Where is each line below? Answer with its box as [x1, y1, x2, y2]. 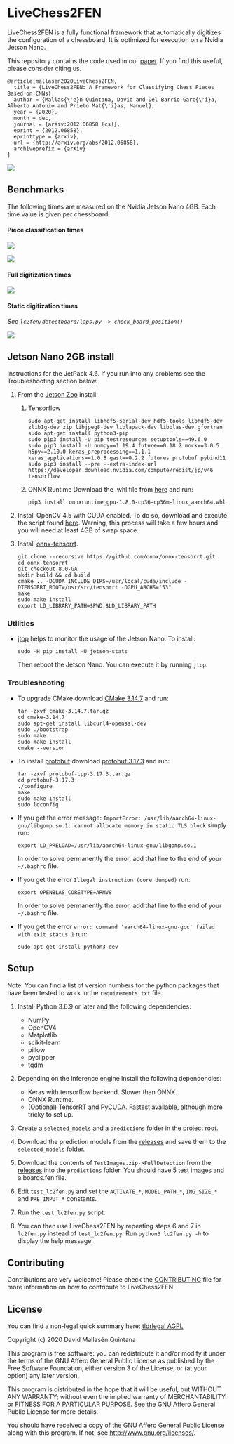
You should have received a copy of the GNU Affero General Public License [7, 1421, 225, 1430]
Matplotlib [27, 1030, 57, 1039]
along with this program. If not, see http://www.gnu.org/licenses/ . [7, 1429, 196, 1437]
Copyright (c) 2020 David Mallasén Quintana [7, 1336, 137, 1344]
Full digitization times [7, 270, 71, 279]
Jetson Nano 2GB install [7, 350, 114, 362]
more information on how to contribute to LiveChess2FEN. [7, 1283, 175, 1292]
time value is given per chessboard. [7, 209, 111, 218]
